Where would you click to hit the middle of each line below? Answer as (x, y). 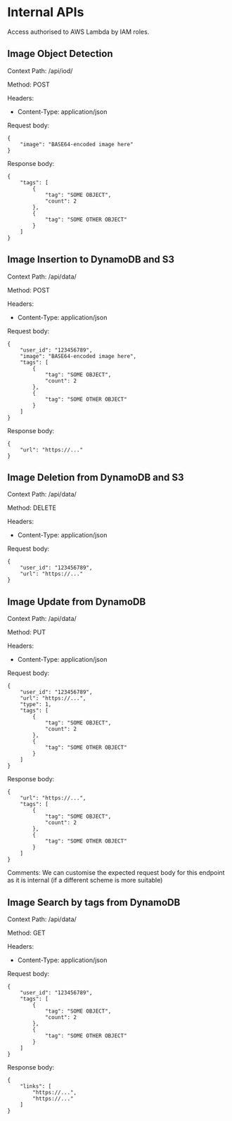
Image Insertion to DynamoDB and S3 (91, 260)
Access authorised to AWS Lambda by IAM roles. (78, 32)
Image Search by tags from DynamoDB (94, 902)
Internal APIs (46, 12)
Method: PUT (27, 632)
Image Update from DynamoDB (77, 602)
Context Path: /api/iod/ (40, 70)
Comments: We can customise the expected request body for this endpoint (116, 873)
